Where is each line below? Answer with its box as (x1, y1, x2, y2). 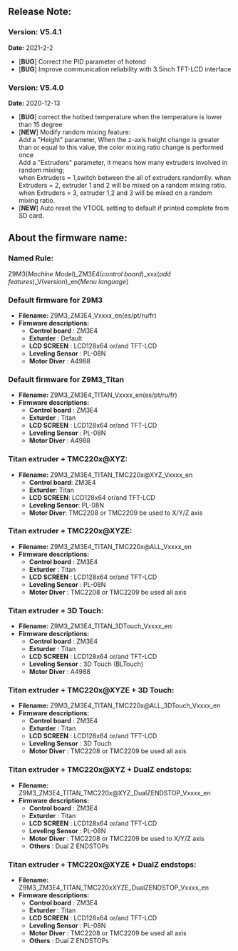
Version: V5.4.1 (8, 27, 62, 37)
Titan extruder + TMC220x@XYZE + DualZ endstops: (8, 860, 197, 870)
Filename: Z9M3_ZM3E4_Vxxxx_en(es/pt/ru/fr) (18, 311, 157, 320)
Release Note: (8, 6, 72, 18)
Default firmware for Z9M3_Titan (8, 374, 124, 384)
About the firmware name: (8, 232, 128, 244)
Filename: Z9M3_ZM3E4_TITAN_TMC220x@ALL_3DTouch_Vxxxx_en (18, 701, 221, 710)
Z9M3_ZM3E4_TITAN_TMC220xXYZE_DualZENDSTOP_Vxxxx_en (18, 883, 209, 892)
